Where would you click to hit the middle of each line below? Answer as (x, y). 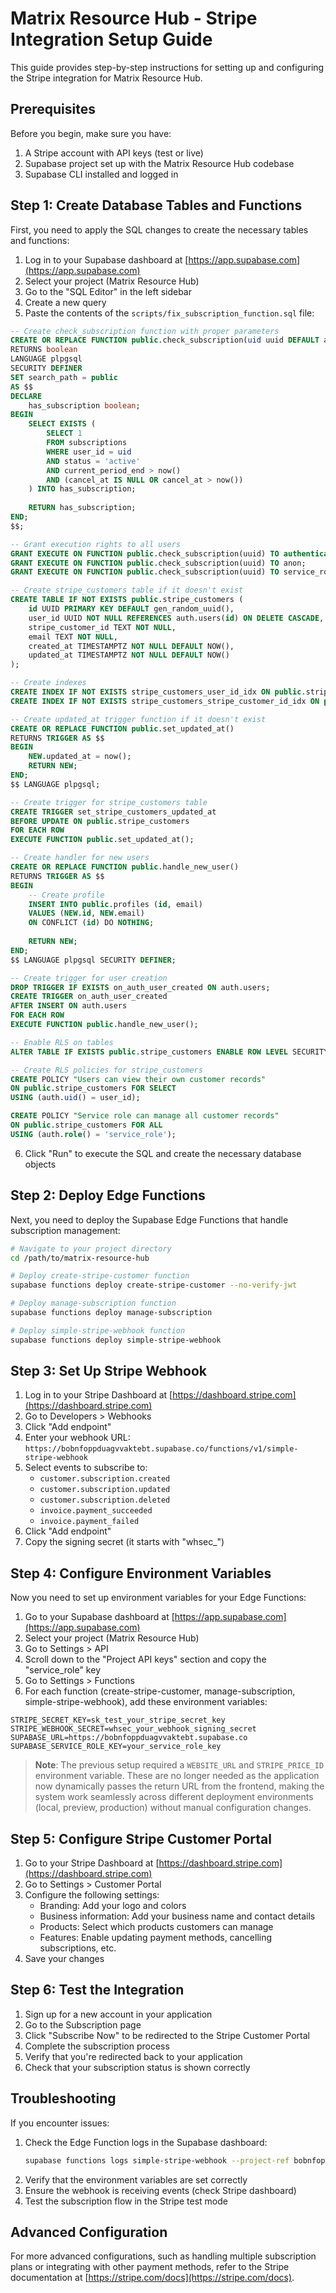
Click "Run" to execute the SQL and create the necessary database (163, 1153)
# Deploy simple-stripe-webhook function (98, 1330)
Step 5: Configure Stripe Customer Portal (141, 1838)
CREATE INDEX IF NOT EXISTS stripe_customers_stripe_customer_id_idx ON (165, 701)
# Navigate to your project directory (91, 1248)
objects (40, 1164)
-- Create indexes (48, 683)
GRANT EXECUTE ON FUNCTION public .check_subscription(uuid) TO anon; (158, 563)
